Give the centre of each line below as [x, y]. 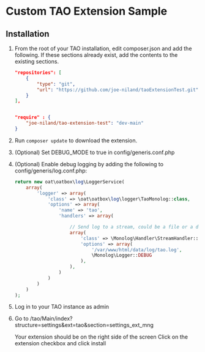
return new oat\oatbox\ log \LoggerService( [69, 182]
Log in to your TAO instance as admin [62, 307]
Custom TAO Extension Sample [87, 11]
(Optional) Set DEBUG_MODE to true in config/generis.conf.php [95, 152]
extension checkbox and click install [60, 343]
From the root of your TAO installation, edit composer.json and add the [103, 48]
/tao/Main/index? [51, 318]
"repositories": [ [38, 73]
